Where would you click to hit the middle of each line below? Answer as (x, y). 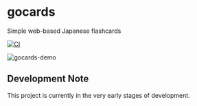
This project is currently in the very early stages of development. (98, 95)
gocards (31, 12)
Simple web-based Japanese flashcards (64, 31)
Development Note (48, 79)
